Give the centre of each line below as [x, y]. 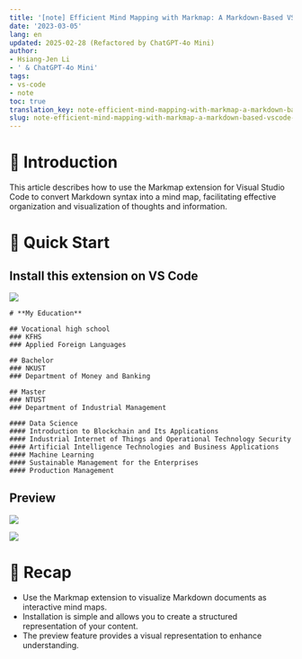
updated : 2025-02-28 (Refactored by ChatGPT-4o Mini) [112, 43]
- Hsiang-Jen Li [40, 59]
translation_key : [42, 110]
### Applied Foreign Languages [68, 345]
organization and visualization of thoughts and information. [118, 207]
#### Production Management [62, 471]
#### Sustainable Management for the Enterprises [104, 463]
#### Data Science [44, 423]
